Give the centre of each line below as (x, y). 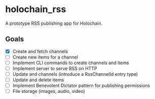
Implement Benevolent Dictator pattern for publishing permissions (81, 86)
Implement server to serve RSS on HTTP (55, 68)
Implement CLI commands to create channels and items (71, 63)
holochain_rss (36, 9)
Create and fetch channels (40, 51)
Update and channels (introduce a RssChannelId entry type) (75, 74)
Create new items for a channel (45, 57)
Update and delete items (38, 80)
